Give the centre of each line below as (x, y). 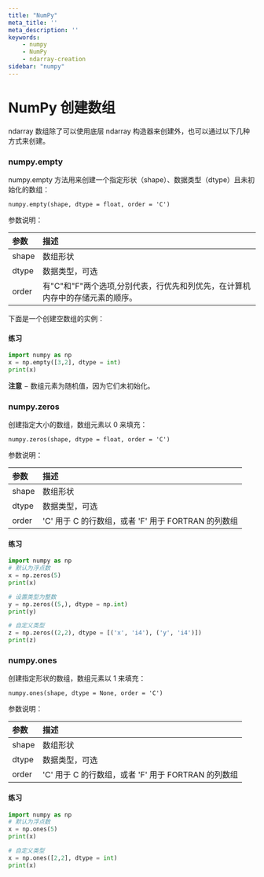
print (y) (22, 612)
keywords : (24, 37)
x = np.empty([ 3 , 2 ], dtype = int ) (65, 363)
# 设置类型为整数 (32, 597)
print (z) (22, 641)
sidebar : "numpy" (37, 67)
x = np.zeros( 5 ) (35, 576)
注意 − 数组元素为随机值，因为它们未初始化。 (81, 386)
